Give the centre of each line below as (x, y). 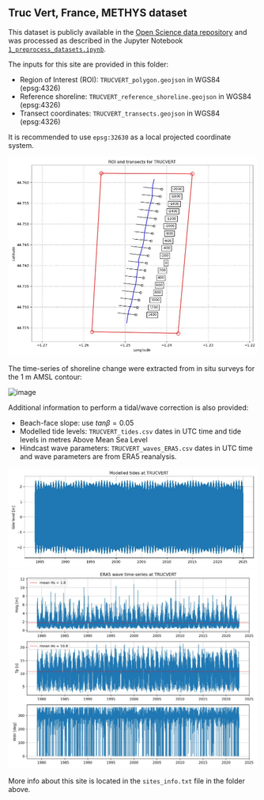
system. (21, 145)
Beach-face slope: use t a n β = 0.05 (77, 423)
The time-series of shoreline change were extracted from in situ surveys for (132, 368)
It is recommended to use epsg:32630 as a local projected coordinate (120, 137)
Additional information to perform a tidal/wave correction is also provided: (128, 408)
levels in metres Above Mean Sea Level (83, 440)
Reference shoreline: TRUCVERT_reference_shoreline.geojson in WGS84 (135, 96)
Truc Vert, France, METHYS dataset (98, 13)
